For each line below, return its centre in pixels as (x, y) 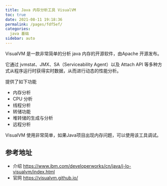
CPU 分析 (23, 99)
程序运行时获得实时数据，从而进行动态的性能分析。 (67, 71)
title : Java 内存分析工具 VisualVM (41, 10)
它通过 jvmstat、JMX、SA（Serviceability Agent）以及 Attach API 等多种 (81, 64)
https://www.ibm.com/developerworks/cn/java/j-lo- (77, 166)
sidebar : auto (20, 39)
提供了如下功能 (21, 82)
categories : (18, 29)
